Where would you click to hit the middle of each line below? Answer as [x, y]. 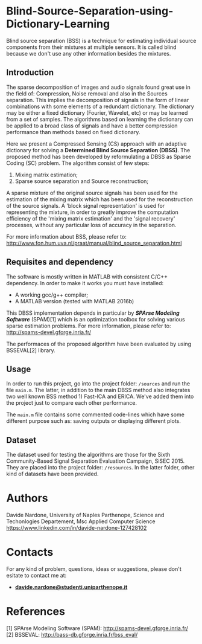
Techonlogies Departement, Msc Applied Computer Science [81, 521]
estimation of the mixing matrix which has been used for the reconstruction [99, 199]
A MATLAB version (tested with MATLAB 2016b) [74, 301]
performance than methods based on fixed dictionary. [73, 132]
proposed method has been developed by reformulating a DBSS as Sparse [99, 156]
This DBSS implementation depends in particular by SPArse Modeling [93, 313]
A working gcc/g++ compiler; [52, 295]
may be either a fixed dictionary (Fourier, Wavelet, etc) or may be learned [97, 112]
